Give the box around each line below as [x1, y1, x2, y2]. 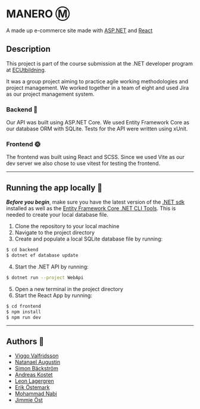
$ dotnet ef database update [6, 252, 79, 258]
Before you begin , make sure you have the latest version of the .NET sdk [6, 198, 185, 206]
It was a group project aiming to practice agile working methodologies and [6, 77, 189, 85]
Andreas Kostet [14, 371, 53, 379]
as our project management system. [6, 90, 95, 98]
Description [6, 44, 51, 54]
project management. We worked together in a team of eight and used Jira [6, 84, 189, 91]
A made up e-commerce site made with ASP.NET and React [6, 27, 153, 34]
